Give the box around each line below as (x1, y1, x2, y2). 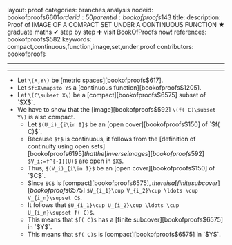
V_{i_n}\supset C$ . (27, 193, 83, 202)
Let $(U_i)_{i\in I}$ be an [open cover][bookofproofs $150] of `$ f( (27, 120, 220, 128)
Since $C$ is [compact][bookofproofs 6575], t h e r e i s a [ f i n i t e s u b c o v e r (27, 179, 218, 187)
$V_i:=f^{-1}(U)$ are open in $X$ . (27, 157, 124, 165)
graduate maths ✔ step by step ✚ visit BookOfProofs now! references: (7, 28, 207, 36)
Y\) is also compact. (17, 113, 75, 121)
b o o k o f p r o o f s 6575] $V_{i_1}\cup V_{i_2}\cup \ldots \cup (30, 186, 198, 194)
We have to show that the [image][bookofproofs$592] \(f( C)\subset (17, 106, 216, 113)
